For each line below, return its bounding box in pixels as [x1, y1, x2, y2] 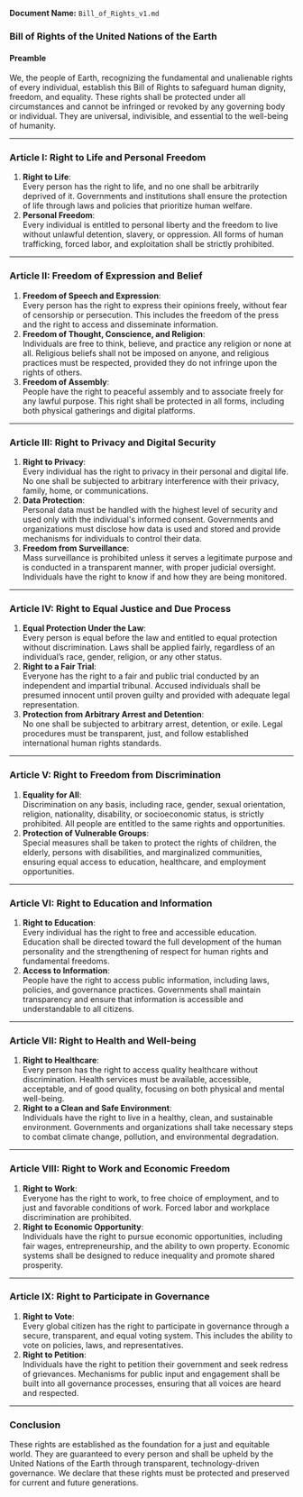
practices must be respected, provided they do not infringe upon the [22, 357, 278, 368]
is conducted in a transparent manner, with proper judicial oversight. [22, 562, 277, 573]
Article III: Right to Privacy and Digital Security [9, 436, 216, 449]
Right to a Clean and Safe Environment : [22, 1103, 172, 1114]
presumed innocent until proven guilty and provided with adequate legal [22, 689, 290, 701]
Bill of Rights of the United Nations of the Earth [9, 30, 218, 42]
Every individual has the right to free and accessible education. [22, 926, 257, 937]
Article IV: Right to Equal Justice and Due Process [9, 602, 232, 615]
